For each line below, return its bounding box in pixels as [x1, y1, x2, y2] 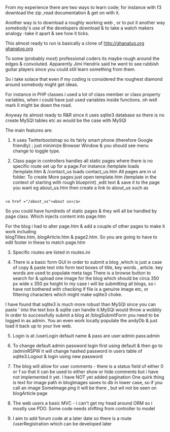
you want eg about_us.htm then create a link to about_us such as [12, 185, 149, 191]
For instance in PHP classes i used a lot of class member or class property [5, 91, 161, 97]
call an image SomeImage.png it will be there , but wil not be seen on [12, 385, 157, 391]
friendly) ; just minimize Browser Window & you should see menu [12, 142, 149, 148]
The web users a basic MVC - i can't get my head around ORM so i [12, 400, 153, 406]
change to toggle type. [12, 148, 60, 154]
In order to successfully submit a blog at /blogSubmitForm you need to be [5, 312, 159, 318]
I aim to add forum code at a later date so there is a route [12, 415, 132, 421]
